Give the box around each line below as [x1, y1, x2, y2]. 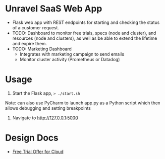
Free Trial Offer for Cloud [12, 149, 63, 155]
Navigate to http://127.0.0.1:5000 [12, 115, 78, 121]
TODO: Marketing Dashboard [12, 46, 72, 52]
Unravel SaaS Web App [5, 3, 103, 14]
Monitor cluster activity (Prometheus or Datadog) [19, 56, 120, 62]
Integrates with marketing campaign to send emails [19, 51, 125, 57]
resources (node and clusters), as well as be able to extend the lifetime [12, 35, 158, 41]
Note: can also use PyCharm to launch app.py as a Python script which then [5, 100, 161, 106]
